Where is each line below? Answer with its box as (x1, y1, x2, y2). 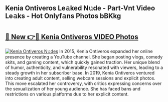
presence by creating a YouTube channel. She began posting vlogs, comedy (5, 54, 163, 59)
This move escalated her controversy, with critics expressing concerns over (5, 80, 162, 86)
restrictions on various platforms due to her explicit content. (5, 91, 129, 97)
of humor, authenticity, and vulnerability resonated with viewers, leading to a (5, 64, 163, 70)
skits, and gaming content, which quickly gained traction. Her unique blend (5, 59, 160, 65)
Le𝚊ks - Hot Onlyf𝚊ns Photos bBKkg (5, 12, 121, 20)
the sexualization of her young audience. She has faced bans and (5, 86, 141, 91)
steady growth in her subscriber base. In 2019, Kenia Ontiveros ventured (5, 70, 155, 75)
